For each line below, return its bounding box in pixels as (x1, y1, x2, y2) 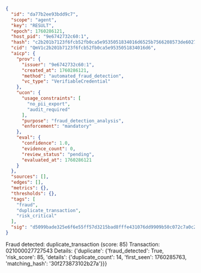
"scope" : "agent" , (11, 17, 58, 23)
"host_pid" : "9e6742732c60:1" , (11, 34, 89, 40)
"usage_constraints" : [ (21, 95, 82, 101)
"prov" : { (16, 56, 41, 62)
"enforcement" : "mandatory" (21, 124, 92, 130)
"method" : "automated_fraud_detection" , (21, 73, 124, 79)
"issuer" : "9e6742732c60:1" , (21, 61, 95, 67)
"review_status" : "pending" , (21, 151, 95, 157)
